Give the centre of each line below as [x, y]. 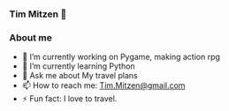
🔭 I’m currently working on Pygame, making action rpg [121, 57]
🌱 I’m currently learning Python [78, 66]
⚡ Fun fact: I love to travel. [69, 99]
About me [31, 37]
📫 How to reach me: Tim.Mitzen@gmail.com [103, 85]
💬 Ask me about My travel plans [80, 76]
